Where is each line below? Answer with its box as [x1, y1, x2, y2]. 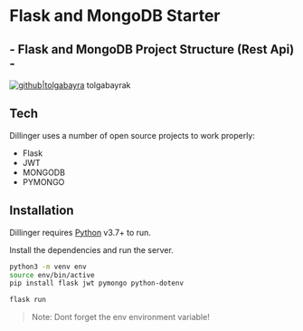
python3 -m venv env [9, 262, 88, 271]
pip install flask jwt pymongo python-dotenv [9, 278, 184, 288]
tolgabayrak [86, 80, 131, 91]
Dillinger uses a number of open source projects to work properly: [9, 130, 256, 141]
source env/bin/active [9, 270, 95, 279]
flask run [9, 296, 47, 305]
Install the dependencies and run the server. [9, 244, 174, 255]
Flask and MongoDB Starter [9, 5, 221, 26]
